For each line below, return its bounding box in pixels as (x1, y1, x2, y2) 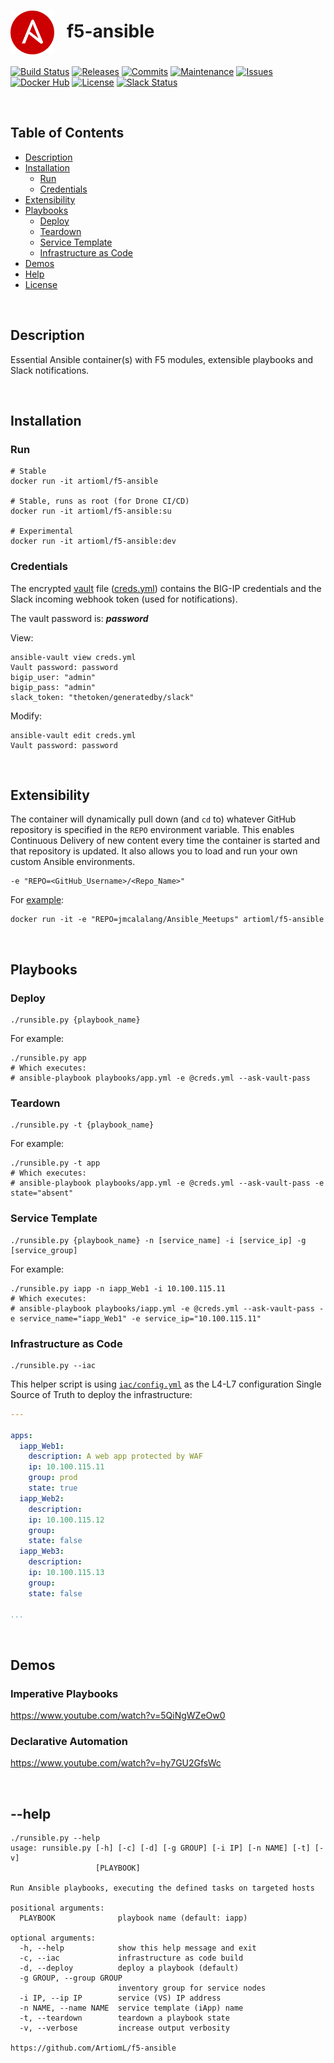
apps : (10, 1430, 33, 1440)
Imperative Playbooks (10, 1686, 119, 1700)
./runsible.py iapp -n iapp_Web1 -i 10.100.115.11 (10, 1283, 226, 1294)
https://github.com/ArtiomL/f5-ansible (10, 2043, 177, 2054)
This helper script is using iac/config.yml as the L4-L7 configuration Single (10, 1378, 322, 1390)
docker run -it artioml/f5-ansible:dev (10, 536, 177, 547)
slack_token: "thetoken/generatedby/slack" (10, 692, 195, 702)
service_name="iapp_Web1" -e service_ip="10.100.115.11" (19, 1313, 262, 1324)
